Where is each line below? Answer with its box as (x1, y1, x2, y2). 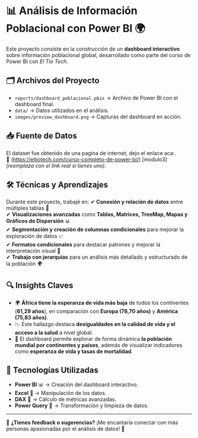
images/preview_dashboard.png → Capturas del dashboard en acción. (14, 113, 182, 120)
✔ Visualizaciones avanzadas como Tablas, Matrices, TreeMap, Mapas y (6, 211, 188, 218)
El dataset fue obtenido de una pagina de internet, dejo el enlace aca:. (6, 149, 177, 156)
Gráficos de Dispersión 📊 (6, 218, 71, 225)
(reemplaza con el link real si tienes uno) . (6, 162, 107, 169)
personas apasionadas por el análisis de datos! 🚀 (6, 425, 125, 432)
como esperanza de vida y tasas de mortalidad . (14, 348, 133, 355)
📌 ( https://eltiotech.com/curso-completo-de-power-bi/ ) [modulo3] (6, 156, 167, 163)
